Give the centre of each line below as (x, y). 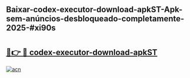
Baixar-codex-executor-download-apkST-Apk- (94, 10)
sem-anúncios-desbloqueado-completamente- (95, 19)
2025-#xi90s (31, 28)
